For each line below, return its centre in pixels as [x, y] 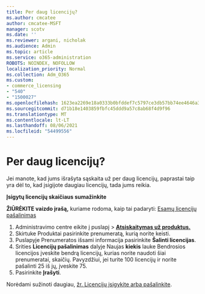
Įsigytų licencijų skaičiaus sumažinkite [56, 197]
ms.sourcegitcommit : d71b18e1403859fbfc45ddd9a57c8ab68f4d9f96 [88, 108]
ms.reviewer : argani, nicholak [46, 40]
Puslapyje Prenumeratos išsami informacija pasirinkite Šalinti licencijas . [106, 240]
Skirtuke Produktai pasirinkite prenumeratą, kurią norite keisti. [93, 233]
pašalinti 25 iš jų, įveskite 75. [51, 266]
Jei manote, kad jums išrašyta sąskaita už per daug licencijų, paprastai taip [101, 178]
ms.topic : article [30, 52]
